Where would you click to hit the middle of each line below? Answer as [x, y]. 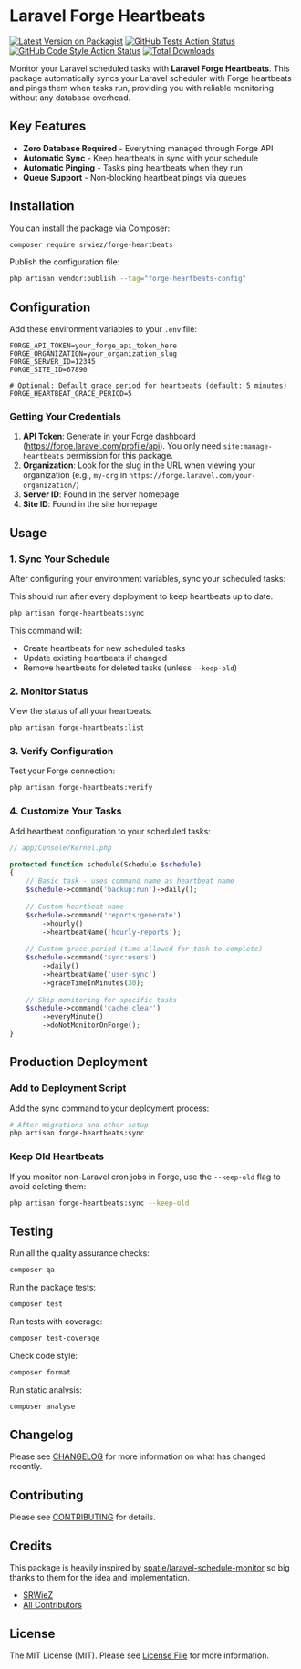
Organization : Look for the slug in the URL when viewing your [139, 465]
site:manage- [248, 447]
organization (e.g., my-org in [75, 475]
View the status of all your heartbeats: [81, 711]
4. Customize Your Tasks [66, 811]
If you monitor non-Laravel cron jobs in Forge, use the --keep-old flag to [145, 1177]
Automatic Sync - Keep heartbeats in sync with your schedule [140, 158]
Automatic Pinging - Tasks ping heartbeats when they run [133, 167]
